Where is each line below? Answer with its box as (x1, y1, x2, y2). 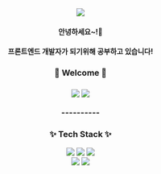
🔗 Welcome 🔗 (54, 68, 107, 79)
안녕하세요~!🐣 (58, 27, 103, 36)
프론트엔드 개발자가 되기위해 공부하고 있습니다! (7, 47, 154, 56)
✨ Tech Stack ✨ (49, 129, 112, 140)
